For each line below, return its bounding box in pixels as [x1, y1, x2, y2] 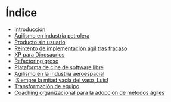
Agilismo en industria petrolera [14, 32, 90, 39]
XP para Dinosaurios [14, 51, 65, 58]
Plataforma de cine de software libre [14, 63, 104, 71]
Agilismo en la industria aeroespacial [14, 70, 105, 77]
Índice [5, 6, 37, 20]
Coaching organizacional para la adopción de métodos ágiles [14, 89, 165, 96]
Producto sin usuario [14, 38, 66, 45]
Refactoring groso [14, 57, 59, 64]
